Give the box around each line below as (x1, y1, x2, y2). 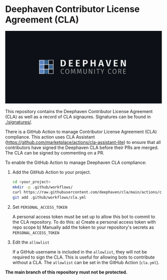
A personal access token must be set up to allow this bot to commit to (12, 214, 156, 220)
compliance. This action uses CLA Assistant (5, 134, 95, 140)
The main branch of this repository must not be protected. (5, 269, 128, 275)
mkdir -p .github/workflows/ (12, 184, 73, 190)
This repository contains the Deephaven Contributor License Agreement (5, 108, 153, 114)
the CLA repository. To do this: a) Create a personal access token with (12, 219, 156, 225)
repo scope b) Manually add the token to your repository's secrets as (12, 224, 154, 230)
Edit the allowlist (12, 239, 50, 245)
